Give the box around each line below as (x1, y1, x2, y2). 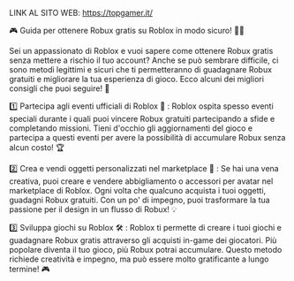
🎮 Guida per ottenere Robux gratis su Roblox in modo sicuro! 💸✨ (9, 26, 245, 35)
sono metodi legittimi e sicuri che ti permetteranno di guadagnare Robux (9, 65, 272, 74)
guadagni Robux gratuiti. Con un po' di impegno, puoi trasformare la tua (9, 194, 271, 205)
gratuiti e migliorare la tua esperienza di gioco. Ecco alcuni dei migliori (9, 74, 265, 84)
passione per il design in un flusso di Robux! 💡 (9, 204, 177, 215)
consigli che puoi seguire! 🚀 (9, 83, 110, 94)
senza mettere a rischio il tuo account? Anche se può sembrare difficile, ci (9, 55, 279, 65)
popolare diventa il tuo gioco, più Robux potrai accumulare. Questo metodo (9, 245, 283, 254)
